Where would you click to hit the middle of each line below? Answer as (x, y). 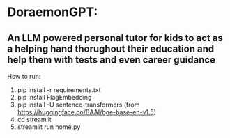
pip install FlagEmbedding (54, 97)
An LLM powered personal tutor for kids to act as (115, 38)
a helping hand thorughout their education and (111, 48)
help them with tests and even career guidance (112, 60)
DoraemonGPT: (53, 12)
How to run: (24, 76)
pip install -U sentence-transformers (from (78, 105)
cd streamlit (34, 120)
